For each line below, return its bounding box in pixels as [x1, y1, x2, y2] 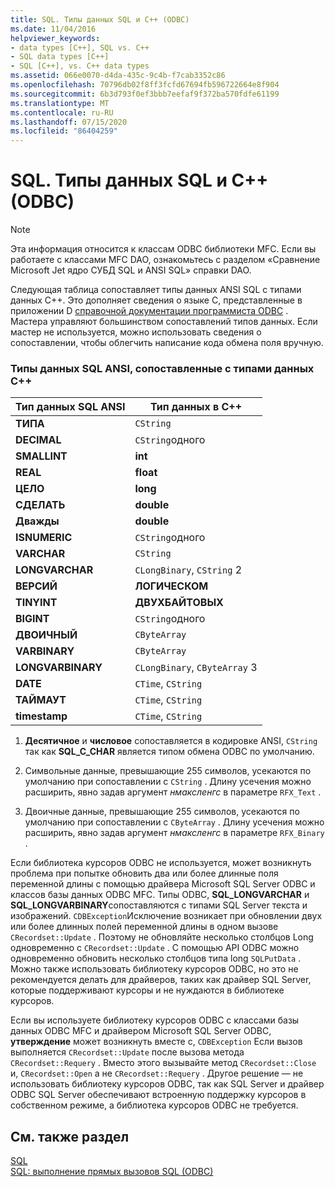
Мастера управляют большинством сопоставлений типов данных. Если [10, 316, 318, 328]
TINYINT [15, 596, 58, 610]
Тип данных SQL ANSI [15, 400, 126, 414]
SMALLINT [15, 449, 68, 463]
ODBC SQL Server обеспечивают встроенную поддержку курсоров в [10, 1089, 307, 1101]
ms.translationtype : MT [10, 98, 110, 108]
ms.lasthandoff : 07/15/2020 [10, 117, 128, 127]
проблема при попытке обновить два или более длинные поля [10, 867, 279, 880]
